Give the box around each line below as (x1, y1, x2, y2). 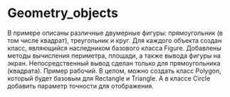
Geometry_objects (7, 5, 119, 21)
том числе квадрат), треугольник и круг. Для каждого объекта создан (7, 36, 222, 44)
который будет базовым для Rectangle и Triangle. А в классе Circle (7, 73, 211, 83)
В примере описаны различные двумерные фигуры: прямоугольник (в (7, 29, 223, 37)
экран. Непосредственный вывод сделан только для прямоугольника (7, 58, 221, 67)
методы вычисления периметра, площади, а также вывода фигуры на (7, 51, 221, 60)
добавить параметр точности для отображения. (7, 81, 155, 90)
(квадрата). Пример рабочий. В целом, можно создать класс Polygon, (7, 66, 222, 75)
